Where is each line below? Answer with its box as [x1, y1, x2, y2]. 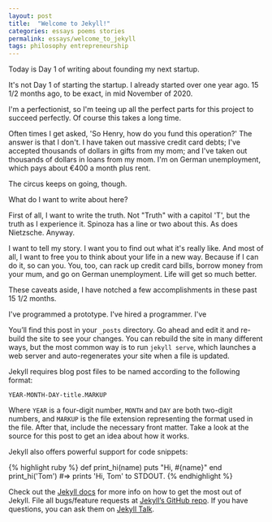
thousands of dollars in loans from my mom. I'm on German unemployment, [8, 155, 261, 165]
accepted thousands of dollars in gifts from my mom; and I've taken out [8, 146, 248, 156]
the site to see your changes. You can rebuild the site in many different [27, 334, 263, 343]
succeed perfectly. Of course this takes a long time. [8, 113, 181, 123]
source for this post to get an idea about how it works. [8, 431, 189, 441]
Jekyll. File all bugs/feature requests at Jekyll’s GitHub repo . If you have [8, 496, 248, 506]
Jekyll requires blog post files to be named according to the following [8, 367, 240, 377]
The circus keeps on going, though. [8, 179, 127, 189]
